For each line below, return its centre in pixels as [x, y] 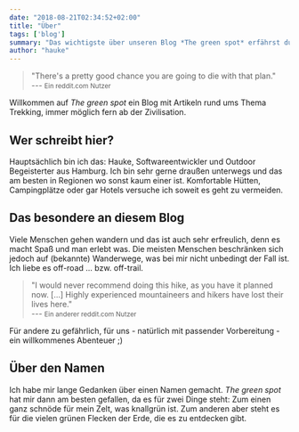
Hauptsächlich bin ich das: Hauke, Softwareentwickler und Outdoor [133, 161]
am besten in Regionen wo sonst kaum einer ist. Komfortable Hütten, [135, 180]
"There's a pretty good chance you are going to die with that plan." [154, 76]
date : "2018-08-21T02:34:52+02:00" [75, 17]
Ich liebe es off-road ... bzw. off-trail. [77, 267]
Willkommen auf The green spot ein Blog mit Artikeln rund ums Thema [138, 102]
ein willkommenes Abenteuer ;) [66, 340]
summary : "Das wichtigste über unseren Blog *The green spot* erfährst [145, 42]
